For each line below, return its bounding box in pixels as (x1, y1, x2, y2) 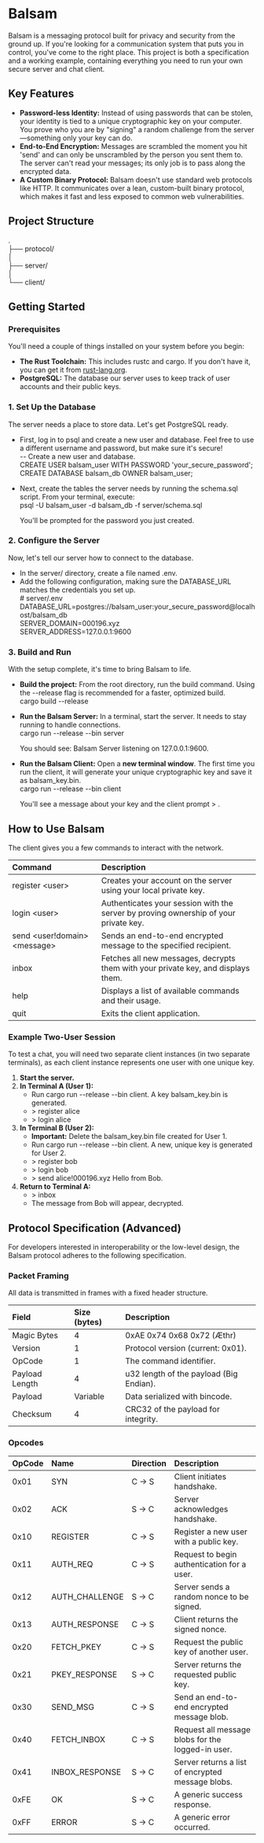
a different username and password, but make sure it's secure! (19, 443, 223, 453)
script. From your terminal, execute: (19, 491, 135, 501)
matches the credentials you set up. (19, 584, 136, 595)
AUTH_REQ (50, 1559, 93, 1570)
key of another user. (174, 1646, 249, 1657)
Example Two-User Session (8, 1031, 116, 1042)
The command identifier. (125, 1355, 216, 1366)
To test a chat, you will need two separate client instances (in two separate (8, 1049, 251, 1059)
